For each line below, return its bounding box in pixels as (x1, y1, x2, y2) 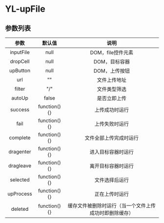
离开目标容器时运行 (89, 162, 134, 169)
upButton (9, 67, 31, 74)
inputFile (9, 49, 30, 56)
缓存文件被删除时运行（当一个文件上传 (67, 203, 156, 209)
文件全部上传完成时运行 (84, 135, 139, 141)
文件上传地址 (97, 77, 127, 83)
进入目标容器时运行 (89, 149, 134, 155)
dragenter (8, 148, 31, 155)
